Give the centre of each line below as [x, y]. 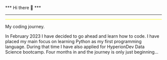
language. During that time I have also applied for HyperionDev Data [75, 47]
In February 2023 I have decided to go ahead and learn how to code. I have [82, 36]
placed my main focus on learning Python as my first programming [73, 41]
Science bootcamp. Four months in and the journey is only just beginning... [82, 52]
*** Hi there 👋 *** [23, 8]
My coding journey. [25, 27]
